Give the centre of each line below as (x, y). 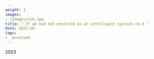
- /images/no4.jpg (24, 19)
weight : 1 (16, 10)
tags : (11, 33)
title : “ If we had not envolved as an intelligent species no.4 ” (77, 24)
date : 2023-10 (20, 28)
